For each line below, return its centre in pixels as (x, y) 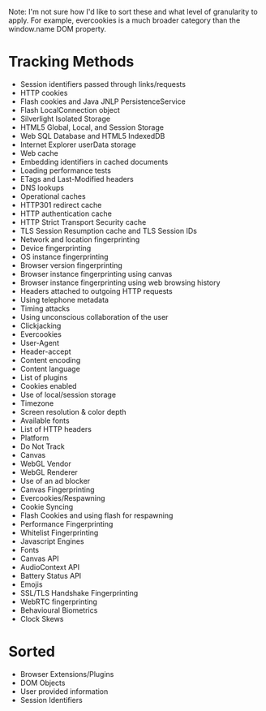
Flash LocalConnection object (70, 110)
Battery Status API (51, 575)
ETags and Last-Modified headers (77, 179)
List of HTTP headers (56, 429)
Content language (50, 368)
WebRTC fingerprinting (58, 601)
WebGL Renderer (49, 472)
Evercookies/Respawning (62, 498)
